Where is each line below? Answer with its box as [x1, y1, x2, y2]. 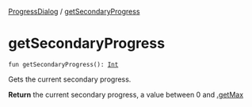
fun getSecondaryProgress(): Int [8, 60, 119, 68]
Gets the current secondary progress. [8, 75, 132, 84]
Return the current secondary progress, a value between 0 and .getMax [8, 90, 244, 99]
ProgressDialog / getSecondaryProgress [8, 7, 140, 16]
